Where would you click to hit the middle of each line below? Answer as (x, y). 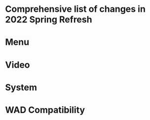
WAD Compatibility (45, 110)
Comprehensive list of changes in (75, 9)
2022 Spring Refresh (49, 20)
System (21, 87)
